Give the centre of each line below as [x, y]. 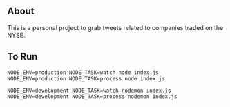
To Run [22, 57]
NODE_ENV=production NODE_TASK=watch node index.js [83, 72]
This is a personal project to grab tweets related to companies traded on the [115, 27]
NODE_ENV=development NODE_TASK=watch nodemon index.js [89, 91]
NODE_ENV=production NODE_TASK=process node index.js [86, 78]
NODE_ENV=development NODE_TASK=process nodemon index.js [92, 96]
